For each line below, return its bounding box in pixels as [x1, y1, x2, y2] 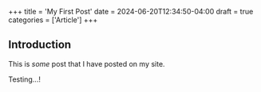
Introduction [8, 38, 72, 52]
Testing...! [8, 75, 42, 84]
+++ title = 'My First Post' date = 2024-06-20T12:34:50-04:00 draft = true [8, 7, 254, 16]
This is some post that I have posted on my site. [8, 59, 165, 68]
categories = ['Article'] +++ [8, 15, 98, 25]
